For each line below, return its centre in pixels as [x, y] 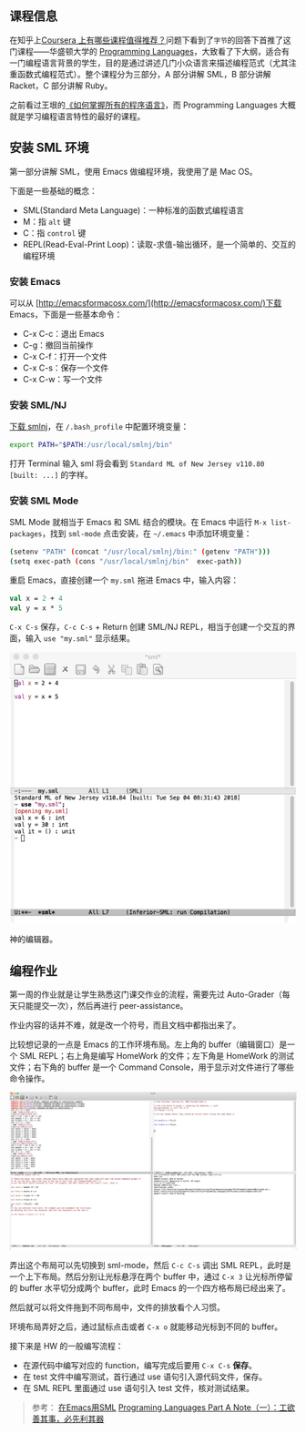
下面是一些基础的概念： [53, 190]
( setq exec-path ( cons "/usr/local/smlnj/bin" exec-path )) [126, 562]
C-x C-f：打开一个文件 [65, 356]
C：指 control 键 [54, 233]
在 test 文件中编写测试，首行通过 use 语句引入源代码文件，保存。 [144, 1377]
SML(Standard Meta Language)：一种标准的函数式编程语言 [133, 210]
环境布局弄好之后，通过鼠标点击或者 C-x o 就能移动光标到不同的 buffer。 [146, 1326]
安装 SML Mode [44, 501]
